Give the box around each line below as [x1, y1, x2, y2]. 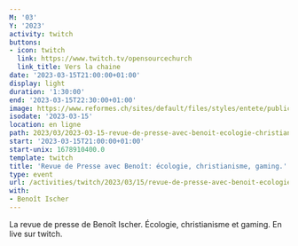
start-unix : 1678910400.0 [9, 145, 105, 154]
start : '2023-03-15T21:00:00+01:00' [9, 137, 145, 146]
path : [9, 129, 29, 138]
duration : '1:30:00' [9, 87, 86, 96]
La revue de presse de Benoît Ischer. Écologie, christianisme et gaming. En [9, 218, 282, 229]
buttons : [9, 37, 42, 47]
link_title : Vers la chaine [17, 63, 122, 72]
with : [9, 186, 29, 195]
